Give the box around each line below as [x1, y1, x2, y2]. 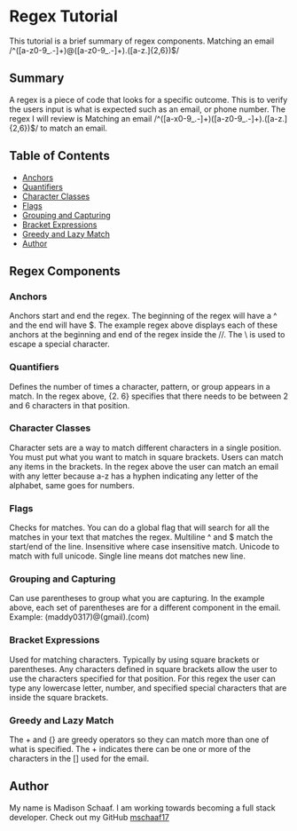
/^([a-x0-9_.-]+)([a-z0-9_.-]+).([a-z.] [153, 113, 288, 123]
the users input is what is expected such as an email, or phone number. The [9, 104, 286, 115]
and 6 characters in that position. [9, 400, 130, 410]
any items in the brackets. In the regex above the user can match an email [9, 461, 279, 471]
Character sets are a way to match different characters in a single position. [9, 442, 282, 453]
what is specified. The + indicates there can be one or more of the [9, 744, 251, 755]
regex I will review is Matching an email [9, 113, 152, 123]
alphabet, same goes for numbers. [9, 479, 135, 490]
